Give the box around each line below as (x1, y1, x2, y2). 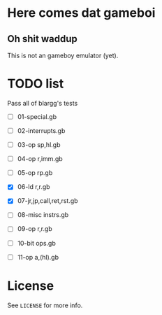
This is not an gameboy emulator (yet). (7, 51, 119, 59)
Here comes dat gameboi (7, 5, 156, 21)
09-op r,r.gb (17, 225, 52, 233)
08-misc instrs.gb (17, 211, 69, 219)
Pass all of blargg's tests (7, 99, 78, 107)
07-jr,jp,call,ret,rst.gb (17, 197, 78, 205)
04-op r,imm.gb (17, 155, 63, 163)
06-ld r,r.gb (17, 183, 50, 191)
